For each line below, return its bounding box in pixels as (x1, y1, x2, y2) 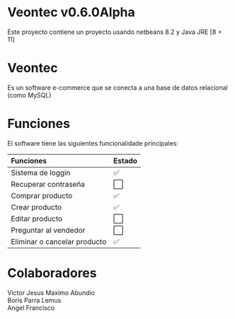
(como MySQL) (7, 91, 52, 99)
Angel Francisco (7, 303, 55, 312)
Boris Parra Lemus (7, 296, 62, 304)
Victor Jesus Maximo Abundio (7, 288, 96, 297)
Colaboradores (7, 265, 97, 281)
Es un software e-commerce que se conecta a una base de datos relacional (7, 83, 228, 92)
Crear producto (11, 202, 62, 212)
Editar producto (11, 214, 63, 224)
